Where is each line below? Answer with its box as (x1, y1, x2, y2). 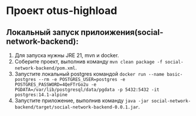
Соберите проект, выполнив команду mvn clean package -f (14, 58, 163, 65)
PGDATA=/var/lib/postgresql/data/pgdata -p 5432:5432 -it (14, 87, 160, 93)
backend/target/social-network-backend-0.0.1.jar (14, 104, 139, 110)
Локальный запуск (6, 27, 79, 37)
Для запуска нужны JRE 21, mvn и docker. (14, 52, 119, 59)
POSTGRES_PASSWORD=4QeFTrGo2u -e (14, 82, 97, 87)
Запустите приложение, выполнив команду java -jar (14, 97, 149, 104)
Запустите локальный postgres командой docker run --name (14, 71, 165, 77)
